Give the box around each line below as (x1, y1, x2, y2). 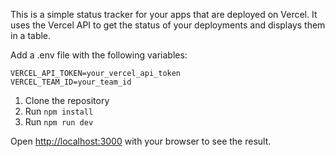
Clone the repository (24, 95, 110, 106)
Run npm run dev (24, 116, 94, 128)
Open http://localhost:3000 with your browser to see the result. (10, 135, 272, 147)
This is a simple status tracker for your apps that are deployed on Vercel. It (10, 9, 318, 20)
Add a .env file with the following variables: (10, 49, 188, 61)
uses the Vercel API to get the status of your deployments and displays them (10, 19, 326, 31)
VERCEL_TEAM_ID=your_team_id (10, 77, 132, 87)
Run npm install (24, 105, 94, 117)
